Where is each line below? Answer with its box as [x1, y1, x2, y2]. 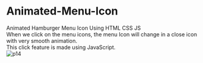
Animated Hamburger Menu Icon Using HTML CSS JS [6, 24, 141, 31]
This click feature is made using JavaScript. [6, 44, 115, 51]
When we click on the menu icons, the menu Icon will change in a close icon [6, 30, 198, 38]
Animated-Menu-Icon [6, 4, 119, 18]
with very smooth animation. [6, 37, 78, 44]
